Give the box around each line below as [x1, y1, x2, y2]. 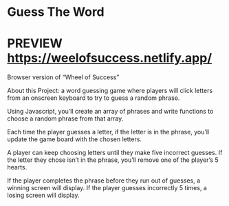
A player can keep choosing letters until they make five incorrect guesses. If [7, 149, 223, 157]
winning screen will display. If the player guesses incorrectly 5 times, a [7, 184, 208, 192]
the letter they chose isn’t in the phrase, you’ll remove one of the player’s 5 [7, 156, 219, 164]
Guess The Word [7, 4, 105, 20]
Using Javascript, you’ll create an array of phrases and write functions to [7, 107, 214, 116]
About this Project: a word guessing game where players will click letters [7, 87, 213, 95]
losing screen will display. [7, 191, 80, 200]
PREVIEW [7, 36, 63, 52]
